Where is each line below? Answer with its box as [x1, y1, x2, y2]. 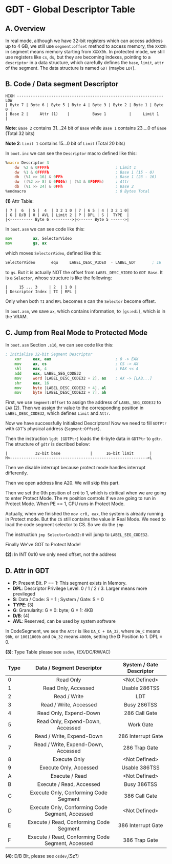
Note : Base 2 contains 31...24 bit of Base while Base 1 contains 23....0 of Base [5, 125, 167, 131]
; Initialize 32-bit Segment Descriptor [5, 352, 93, 357]
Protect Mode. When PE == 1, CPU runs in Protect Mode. [5, 501, 125, 507]
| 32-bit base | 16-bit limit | [5, 451, 153, 456]
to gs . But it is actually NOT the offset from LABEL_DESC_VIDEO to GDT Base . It [5, 269, 163, 275]
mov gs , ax [5, 240, 47, 246]
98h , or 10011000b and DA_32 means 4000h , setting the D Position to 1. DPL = [5, 633, 163, 640]
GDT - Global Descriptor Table [5, 4, 136, 15]
